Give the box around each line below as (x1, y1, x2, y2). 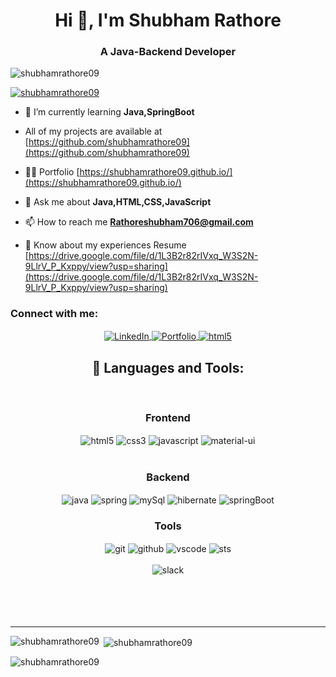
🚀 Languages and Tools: (91, 359, 245, 376)
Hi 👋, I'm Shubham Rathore (54, 9, 282, 32)
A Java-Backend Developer (99, 45, 237, 59)
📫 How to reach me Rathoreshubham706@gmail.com (24, 216, 254, 228)
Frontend (145, 411, 191, 425)
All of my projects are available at (24, 125, 163, 138)
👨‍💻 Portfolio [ (24, 166, 80, 178)
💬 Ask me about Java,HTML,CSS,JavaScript (24, 196, 212, 208)
